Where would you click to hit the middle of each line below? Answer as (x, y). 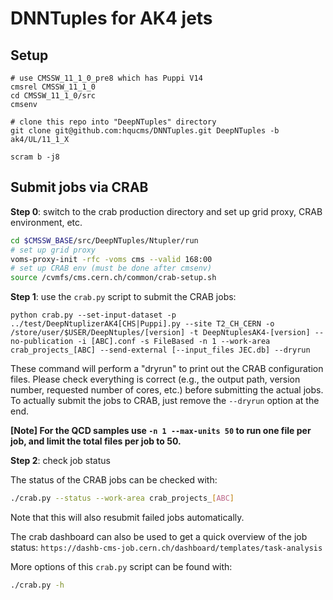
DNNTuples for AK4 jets (111, 18)
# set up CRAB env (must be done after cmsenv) (111, 268)
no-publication (42, 342)
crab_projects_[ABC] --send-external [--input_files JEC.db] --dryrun (160, 350)
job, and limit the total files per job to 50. (96, 441)
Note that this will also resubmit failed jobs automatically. (127, 518)
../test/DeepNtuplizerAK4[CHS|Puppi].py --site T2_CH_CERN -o (142, 324)
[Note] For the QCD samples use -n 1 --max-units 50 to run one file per (161, 431)
